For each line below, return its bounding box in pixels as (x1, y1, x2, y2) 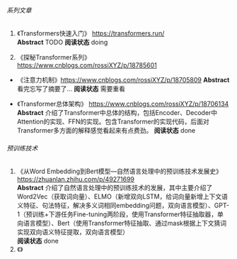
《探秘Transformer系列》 (16, 53, 91, 62)
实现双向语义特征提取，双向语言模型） (16, 228, 129, 236)
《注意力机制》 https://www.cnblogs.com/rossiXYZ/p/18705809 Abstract (16, 76, 230, 84)
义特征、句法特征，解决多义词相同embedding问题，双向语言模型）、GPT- (16, 202, 230, 210)
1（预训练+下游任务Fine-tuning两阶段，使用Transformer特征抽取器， (16, 210, 218, 219)
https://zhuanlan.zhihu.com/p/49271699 (16, 175, 135, 184)
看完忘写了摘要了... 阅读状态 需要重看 (16, 84, 125, 93)
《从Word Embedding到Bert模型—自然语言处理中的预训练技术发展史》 (16, 167, 223, 176)
